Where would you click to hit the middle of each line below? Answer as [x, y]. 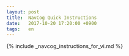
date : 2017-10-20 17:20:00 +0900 [52, 23]
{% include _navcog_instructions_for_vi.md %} [65, 46]
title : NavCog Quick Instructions [52, 18]
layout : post [23, 12]
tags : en [20, 29]
